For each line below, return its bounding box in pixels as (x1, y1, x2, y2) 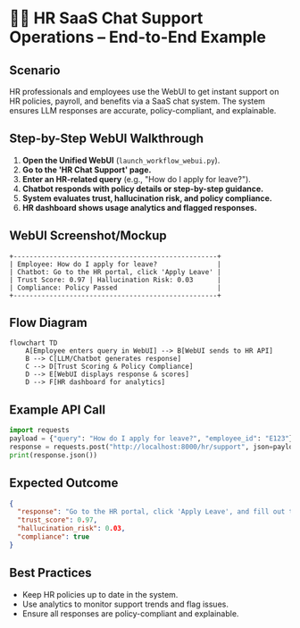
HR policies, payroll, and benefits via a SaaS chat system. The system (9, 96, 266, 106)
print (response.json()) (9, 450, 98, 459)
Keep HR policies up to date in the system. (21, 589, 179, 599)
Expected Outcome (9, 475, 119, 490)
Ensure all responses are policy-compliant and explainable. (21, 607, 239, 619)
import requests (9, 426, 70, 435)
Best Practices (9, 565, 92, 581)
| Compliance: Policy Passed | (9, 283, 221, 292)
